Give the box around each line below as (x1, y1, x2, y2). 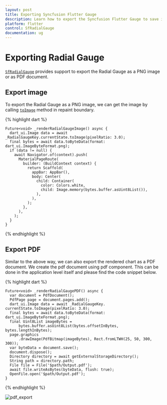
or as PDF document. (5, 73, 49, 80)
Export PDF (5, 245, 41, 254)
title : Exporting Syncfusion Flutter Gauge (5, 12, 97, 17)
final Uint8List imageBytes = (9, 319, 72, 324)
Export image (5, 88, 48, 97)
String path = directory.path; (9, 358, 75, 363)
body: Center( (31, 174, 61, 179)
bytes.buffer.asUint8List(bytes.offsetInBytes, (18, 323, 119, 328)
